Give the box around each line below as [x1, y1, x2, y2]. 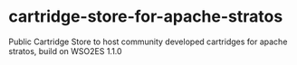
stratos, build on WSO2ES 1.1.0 [8, 45, 123, 56]
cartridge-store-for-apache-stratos [8, 6, 283, 27]
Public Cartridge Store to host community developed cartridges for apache [8, 36, 288, 47]
